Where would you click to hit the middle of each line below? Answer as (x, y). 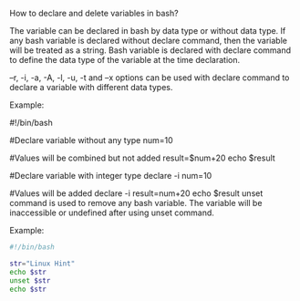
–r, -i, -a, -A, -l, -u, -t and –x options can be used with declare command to (150, 78)
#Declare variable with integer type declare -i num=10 (111, 176)
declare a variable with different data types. (91, 87)
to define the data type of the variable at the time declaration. (124, 60)
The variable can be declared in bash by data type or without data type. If (148, 31)
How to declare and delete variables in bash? (94, 13)
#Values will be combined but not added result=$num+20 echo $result (142, 158)
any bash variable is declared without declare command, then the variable (148, 41)
